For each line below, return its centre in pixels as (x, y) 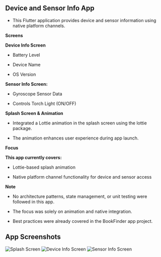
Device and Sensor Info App (50, 8)
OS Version (24, 74)
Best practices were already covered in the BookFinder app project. (83, 221)
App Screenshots (33, 237)
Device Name (26, 64)
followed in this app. (33, 202)
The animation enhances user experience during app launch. (75, 138)
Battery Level (26, 55)
